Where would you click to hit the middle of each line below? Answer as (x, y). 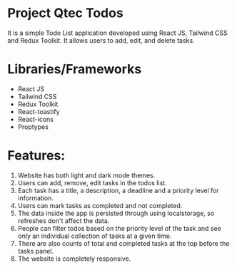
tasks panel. (36, 251)
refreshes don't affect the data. (64, 220)
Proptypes (33, 127)
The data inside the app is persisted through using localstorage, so (116, 213)
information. (35, 198)
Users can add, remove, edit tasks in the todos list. (92, 182)
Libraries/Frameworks (75, 69)
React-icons (35, 119)
